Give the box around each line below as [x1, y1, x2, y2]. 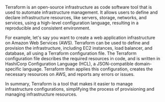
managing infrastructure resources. [5, 91, 78, 97]
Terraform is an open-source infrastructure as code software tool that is [5, 4, 152, 10]
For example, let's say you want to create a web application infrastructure [5, 34, 155, 40]
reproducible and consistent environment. [5, 25, 91, 31]
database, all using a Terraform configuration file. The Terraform [5, 50, 137, 56]
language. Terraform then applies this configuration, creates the [22, 66, 153, 72]
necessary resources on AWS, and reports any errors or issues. [5, 71, 135, 77]
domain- [134, 61, 152, 67]
